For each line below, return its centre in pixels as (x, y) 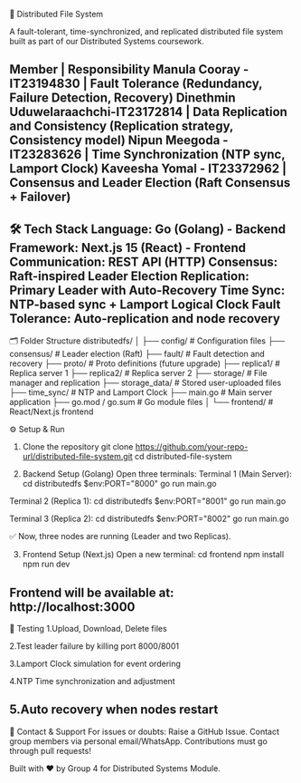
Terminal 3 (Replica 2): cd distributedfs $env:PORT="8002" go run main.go (149, 519)
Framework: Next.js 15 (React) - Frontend (128, 248)
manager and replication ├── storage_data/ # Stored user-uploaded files (146, 383)
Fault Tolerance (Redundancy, (176, 84)
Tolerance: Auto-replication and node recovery (145, 319)
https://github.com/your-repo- (192, 447)
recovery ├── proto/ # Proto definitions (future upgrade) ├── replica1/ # (145, 363)
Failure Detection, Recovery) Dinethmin (123, 98)
